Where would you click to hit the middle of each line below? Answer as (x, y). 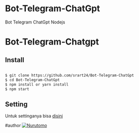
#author (13, 126)
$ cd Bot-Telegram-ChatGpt (32, 80)
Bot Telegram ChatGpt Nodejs (35, 22)
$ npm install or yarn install (37, 84)
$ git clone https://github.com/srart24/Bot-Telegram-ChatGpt (69, 75)
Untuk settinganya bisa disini (34, 116)
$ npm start (17, 89)
